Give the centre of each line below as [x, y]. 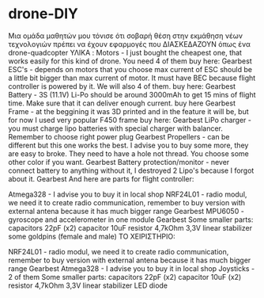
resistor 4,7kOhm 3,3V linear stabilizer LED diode [88, 285]
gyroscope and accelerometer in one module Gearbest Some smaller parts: [131, 220]
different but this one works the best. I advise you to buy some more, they [128, 145]
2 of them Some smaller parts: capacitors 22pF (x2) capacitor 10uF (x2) [125, 277]
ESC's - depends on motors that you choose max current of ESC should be [130, 69]
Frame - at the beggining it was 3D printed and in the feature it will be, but [128, 111]
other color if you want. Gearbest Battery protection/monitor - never [119, 162]
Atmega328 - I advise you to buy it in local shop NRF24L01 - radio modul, [128, 194]
